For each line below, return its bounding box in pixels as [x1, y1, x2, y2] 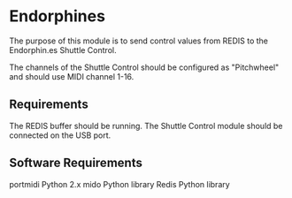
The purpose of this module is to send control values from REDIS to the [9, 35, 268, 46]
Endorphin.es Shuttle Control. [9, 44, 117, 55]
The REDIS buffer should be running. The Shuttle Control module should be [9, 120, 283, 131]
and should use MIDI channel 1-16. [9, 71, 134, 81]
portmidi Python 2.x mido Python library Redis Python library [9, 179, 230, 189]
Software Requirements [9, 156, 143, 171]
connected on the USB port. [9, 130, 111, 141]
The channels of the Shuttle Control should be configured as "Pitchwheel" [9, 62, 280, 72]
